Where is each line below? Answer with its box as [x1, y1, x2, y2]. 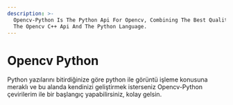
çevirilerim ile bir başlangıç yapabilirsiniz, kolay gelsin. [7, 90, 162, 99]
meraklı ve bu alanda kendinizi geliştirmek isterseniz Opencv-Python [7, 83, 203, 91]
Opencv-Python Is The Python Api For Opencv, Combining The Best [13, 17, 207, 23]
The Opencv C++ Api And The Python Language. [13, 23, 148, 30]
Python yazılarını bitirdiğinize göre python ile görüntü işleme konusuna [7, 75, 208, 84]
